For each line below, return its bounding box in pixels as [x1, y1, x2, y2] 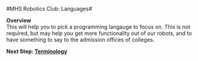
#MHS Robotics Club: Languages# [6, 5, 93, 12]
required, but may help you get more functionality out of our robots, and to [6, 30, 192, 37]
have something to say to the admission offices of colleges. [6, 36, 155, 43]
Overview [6, 17, 31, 24]
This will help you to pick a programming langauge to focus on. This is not [6, 24, 191, 30]
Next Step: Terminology [6, 48, 68, 55]
